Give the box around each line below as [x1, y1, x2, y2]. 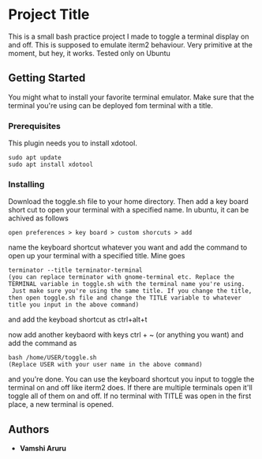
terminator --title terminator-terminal [8, 266, 144, 274]
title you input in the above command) [8, 301, 140, 309]
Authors [8, 423, 50, 436]
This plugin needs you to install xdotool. [8, 138, 138, 148]
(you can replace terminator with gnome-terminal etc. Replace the [8, 273, 235, 281]
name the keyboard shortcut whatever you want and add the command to [8, 243, 248, 252]
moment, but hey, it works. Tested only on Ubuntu [8, 48, 171, 58]
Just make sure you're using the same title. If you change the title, [11, 287, 253, 295]
